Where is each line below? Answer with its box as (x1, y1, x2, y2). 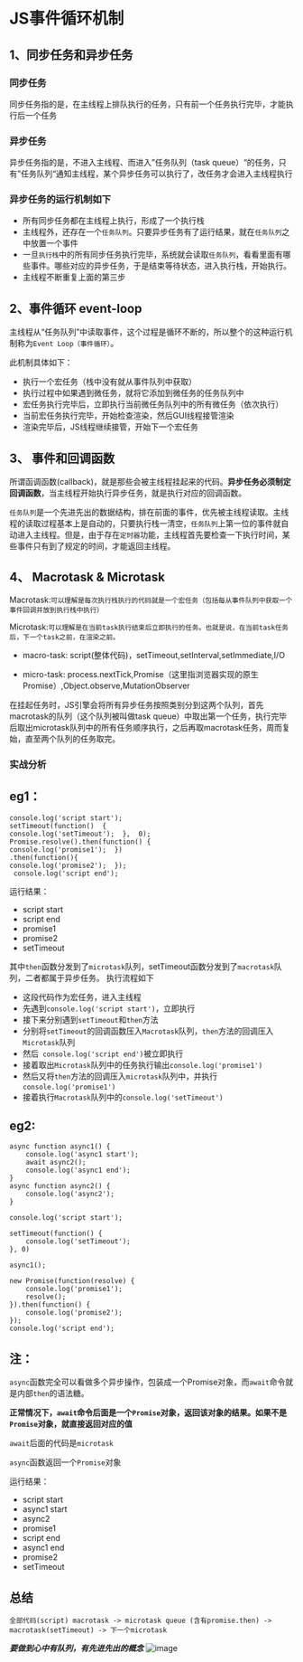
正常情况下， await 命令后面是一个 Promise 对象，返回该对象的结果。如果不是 (9, 1407, 287, 1418)
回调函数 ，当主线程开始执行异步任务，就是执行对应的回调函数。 (9, 487, 246, 498)
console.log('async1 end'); (25, 1166, 131, 1176)
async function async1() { (9, 1142, 111, 1151)
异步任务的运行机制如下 (9, 194, 111, 206)
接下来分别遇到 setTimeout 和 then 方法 (22, 1014, 160, 1025)
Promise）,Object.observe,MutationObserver (22, 680, 191, 691)
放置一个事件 (30, 238, 78, 249)
